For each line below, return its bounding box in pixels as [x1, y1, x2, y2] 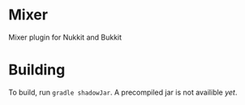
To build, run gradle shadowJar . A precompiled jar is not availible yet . [8, 87, 238, 97]
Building [8, 61, 66, 79]
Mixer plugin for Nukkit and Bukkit [8, 32, 122, 42]
